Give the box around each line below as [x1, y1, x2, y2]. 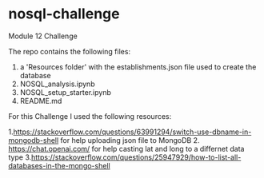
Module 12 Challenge [8, 31, 78, 41]
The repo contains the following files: [8, 46, 130, 56]
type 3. [8, 152, 32, 162]
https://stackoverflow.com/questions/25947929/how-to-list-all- [30, 152, 242, 162]
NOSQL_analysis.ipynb [19, 79, 95, 89]
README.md [19, 96, 62, 105]
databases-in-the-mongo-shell [8, 160, 110, 170]
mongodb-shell [8, 135, 59, 144]
